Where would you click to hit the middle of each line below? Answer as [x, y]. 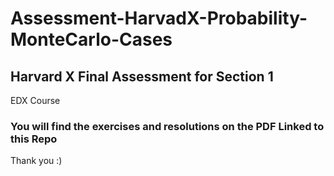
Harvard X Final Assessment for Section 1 [142, 76]
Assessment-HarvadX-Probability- [159, 18]
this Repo [34, 139]
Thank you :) [36, 161]
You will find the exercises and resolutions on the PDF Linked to [167, 126]
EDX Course [35, 100]
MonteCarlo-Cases [91, 39]
